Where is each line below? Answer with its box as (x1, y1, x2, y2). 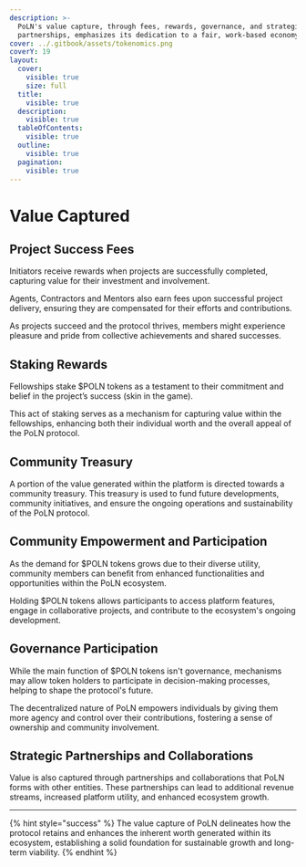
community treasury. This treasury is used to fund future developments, (9, 488, 280, 498)
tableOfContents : (17, 124, 84, 133)
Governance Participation (9, 641, 158, 657)
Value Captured (9, 205, 130, 226)
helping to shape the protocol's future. (9, 684, 154, 695)
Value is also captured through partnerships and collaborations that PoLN (9, 772, 285, 783)
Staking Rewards (9, 357, 107, 372)
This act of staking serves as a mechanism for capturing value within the (9, 408, 282, 420)
